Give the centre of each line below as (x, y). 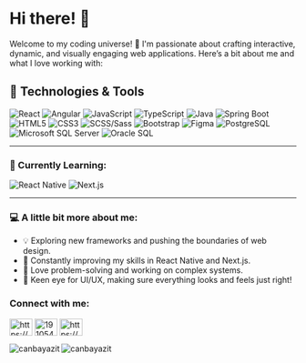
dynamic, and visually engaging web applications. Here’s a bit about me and (152, 53)
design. (37, 251)
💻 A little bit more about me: (74, 217)
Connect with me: (50, 304)
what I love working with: (56, 63)
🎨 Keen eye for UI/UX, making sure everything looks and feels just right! (157, 280)
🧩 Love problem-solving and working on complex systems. (133, 270)
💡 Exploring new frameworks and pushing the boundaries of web (144, 241)
